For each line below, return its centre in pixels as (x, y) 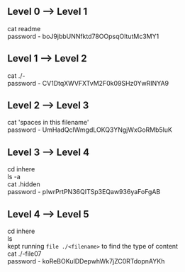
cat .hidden (24, 184)
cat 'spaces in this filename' (49, 123)
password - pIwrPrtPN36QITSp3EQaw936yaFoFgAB (84, 192)
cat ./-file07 (24, 254)
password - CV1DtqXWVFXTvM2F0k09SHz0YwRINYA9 (88, 83)
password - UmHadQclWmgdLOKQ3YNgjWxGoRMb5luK (90, 130)
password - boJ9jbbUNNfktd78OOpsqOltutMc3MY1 (83, 36)
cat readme (24, 28)
